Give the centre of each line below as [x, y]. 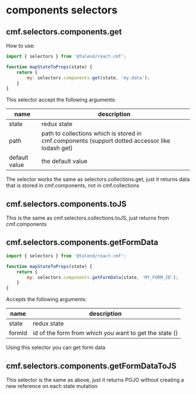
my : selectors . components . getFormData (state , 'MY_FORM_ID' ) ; [103, 277]
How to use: [20, 46]
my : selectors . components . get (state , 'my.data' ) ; [88, 78]
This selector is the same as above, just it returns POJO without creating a [95, 379]
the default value [64, 161]
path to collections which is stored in [92, 134]
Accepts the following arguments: [47, 299]
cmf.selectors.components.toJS [66, 204]
